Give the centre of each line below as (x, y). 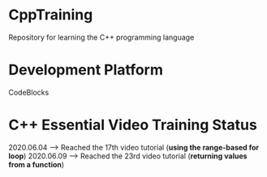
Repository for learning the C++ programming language (101, 37)
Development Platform (86, 70)
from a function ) (37, 164)
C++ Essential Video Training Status (133, 125)
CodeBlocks (29, 92)
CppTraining (51, 15)
